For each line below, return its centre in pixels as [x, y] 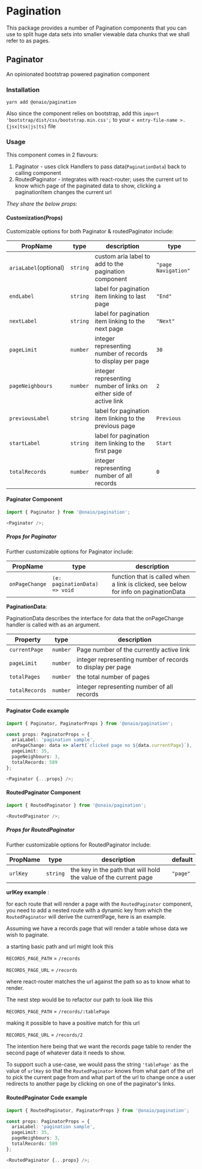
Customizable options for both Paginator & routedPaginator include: [90, 231]
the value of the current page [112, 877]
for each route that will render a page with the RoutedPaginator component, [99, 904]
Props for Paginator [32, 537]
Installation [23, 90]
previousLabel [29, 418]
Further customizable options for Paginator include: [70, 552]
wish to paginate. [28, 935]
